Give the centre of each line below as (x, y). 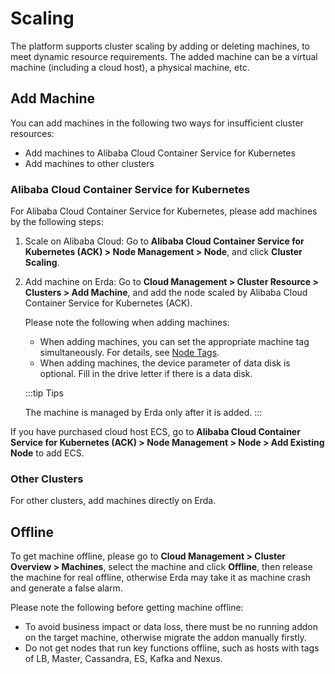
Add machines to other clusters (89, 163)
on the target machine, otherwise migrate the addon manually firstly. (165, 638)
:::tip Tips (44, 393)
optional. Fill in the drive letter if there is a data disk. (146, 374)
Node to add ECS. (47, 453)
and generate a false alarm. (66, 588)
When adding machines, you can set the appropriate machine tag (174, 342)
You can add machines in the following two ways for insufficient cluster (157, 123)
